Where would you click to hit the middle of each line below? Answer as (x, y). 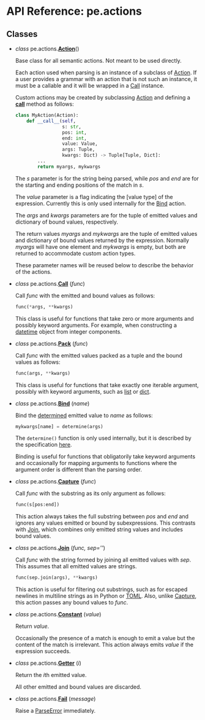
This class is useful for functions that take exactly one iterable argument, (107, 385)
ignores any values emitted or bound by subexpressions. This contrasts (105, 523)
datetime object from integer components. (69, 331)
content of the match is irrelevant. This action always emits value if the (104, 645)
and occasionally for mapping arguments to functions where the (96, 463)
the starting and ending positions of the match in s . (79, 185)
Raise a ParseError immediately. (55, 711)
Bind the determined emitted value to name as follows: (84, 415)
